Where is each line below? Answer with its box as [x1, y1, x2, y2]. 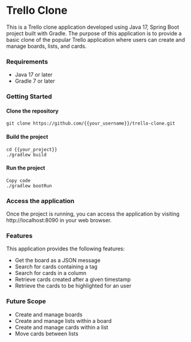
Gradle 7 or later [14, 77, 56, 84]
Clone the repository [6, 107, 59, 114]
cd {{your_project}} [6, 146, 58, 153]
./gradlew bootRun [6, 183, 52, 189]
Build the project [6, 133, 48, 140]
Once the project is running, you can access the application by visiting [6, 210, 180, 217]
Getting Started [6, 92, 52, 101]
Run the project [6, 164, 46, 171]
